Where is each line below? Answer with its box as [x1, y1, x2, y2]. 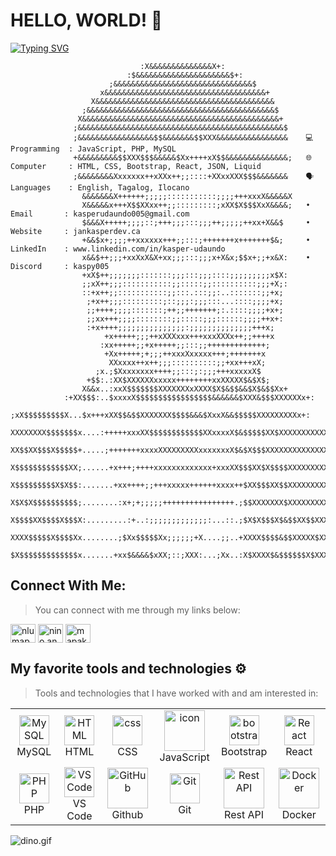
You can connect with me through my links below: [34, 604, 241, 616]
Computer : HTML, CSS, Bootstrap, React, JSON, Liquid [10, 161, 262, 171]
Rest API [224, 808, 265, 822]
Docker [281, 808, 317, 822]
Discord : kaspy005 [10, 261, 110, 271]
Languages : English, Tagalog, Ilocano [10, 182, 190, 193]
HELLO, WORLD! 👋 [10, 9, 163, 32]
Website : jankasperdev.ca [10, 226, 141, 236]
